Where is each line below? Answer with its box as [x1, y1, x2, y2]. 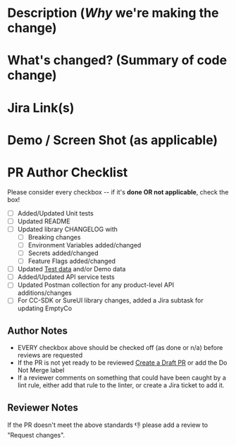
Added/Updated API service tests [17, 273, 115, 281]
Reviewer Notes [7, 401, 79, 413]
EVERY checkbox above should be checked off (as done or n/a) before [17, 344, 223, 352]
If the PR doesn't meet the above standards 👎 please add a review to [7, 421, 209, 429]
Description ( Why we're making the [7, 5, 219, 21]
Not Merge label [17, 366, 65, 375]
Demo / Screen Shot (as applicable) [7, 132, 218, 148]
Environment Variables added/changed [27, 240, 142, 249]
